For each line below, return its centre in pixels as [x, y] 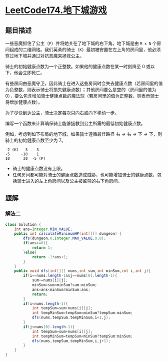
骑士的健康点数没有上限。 [39, 168]
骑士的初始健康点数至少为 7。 [35, 140]
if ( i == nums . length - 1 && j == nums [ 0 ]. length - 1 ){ [70, 276]
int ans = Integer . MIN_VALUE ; [43, 229]
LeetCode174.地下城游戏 [56, 10]
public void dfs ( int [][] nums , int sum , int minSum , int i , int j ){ [82, 271]
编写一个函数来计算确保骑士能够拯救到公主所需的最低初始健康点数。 [75, 123]
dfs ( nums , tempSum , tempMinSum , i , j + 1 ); [71, 341]
